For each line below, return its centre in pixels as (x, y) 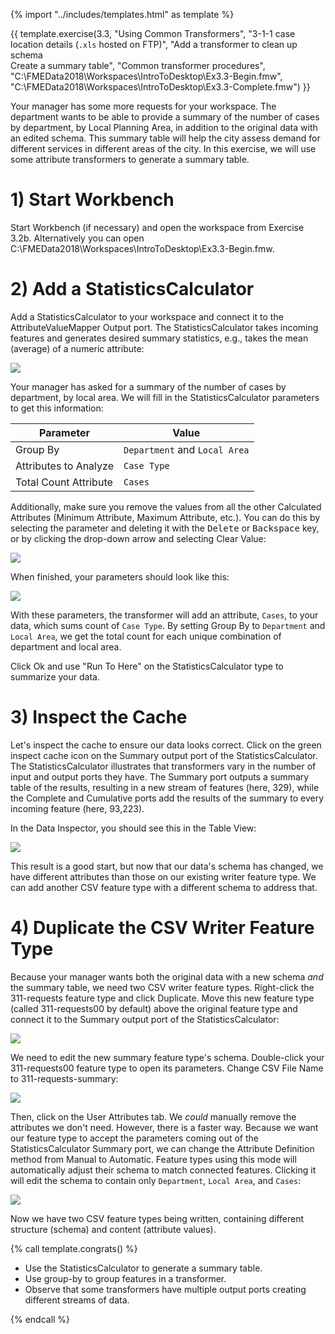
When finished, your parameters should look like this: (120, 576)
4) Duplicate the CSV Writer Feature (162, 928)
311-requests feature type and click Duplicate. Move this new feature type (162, 998)
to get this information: (57, 408)
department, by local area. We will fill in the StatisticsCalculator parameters (165, 397)
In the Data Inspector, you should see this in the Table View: (133, 828)
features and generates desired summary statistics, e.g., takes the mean (159, 338)
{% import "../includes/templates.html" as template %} (122, 14)
